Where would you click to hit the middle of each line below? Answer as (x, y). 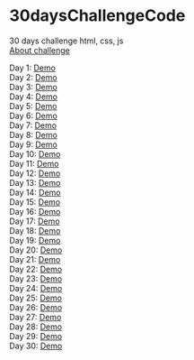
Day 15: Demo (35, 202)
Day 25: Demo (36, 298)
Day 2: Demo (34, 77)
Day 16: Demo (35, 211)
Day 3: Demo (34, 87)
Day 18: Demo (35, 230)
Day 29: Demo (36, 336)
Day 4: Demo (34, 97)
